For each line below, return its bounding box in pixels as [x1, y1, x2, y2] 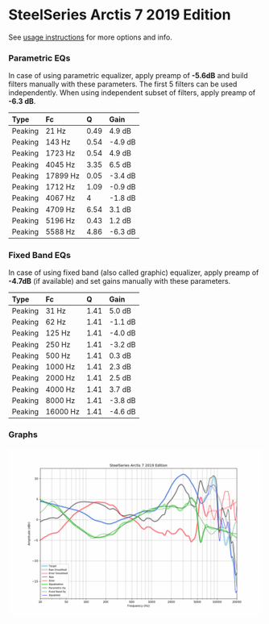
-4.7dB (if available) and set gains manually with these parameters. [8, 277, 231, 286]
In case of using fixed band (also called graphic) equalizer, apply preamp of [8, 268, 259, 277]
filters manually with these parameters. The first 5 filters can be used [8, 79, 238, 89]
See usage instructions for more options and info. [8, 32, 173, 42]
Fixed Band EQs [8, 249, 71, 260]
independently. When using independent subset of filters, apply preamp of [8, 88, 256, 98]
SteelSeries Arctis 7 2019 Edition [8, 6, 231, 24]
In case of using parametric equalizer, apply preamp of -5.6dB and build [8, 71, 248, 81]
